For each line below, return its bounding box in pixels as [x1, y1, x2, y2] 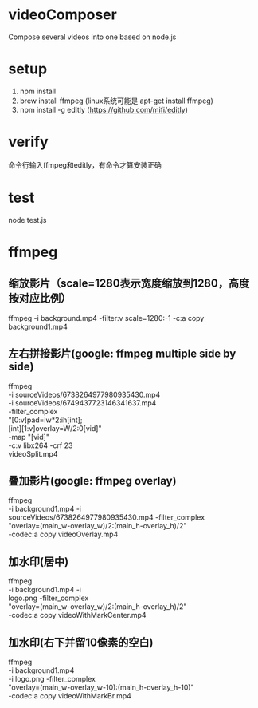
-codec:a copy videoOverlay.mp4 [8, 529, 119, 540]
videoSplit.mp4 [8, 449, 58, 458]
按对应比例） [8, 291, 72, 305]
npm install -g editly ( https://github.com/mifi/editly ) [19, 105, 189, 114]
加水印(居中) [8, 555, 69, 568]
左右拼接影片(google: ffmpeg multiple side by [8, 347, 236, 361]
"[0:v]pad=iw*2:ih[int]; [8, 415, 83, 425]
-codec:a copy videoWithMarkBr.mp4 [8, 691, 131, 700]
